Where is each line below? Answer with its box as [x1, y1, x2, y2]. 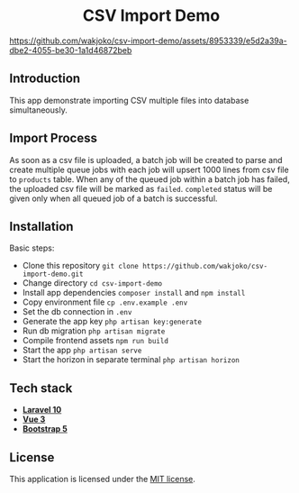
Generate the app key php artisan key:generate [22, 316, 203, 327]
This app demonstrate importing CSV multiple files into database [9, 95, 249, 105]
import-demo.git [22, 269, 84, 279]
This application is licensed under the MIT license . [9, 474, 196, 484]
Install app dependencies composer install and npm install [22, 288, 246, 298]
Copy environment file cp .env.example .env [22, 297, 188, 307]
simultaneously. [9, 105, 68, 115]
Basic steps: [9, 242, 55, 253]
